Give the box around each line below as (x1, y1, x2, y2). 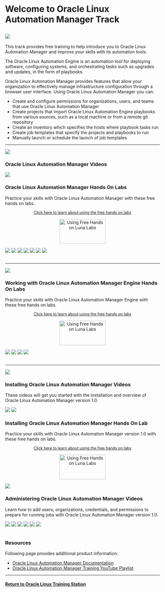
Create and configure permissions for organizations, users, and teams (12, 98, 154, 104)
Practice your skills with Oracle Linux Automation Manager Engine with (5, 296, 148, 302)
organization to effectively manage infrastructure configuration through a (5, 83, 153, 89)
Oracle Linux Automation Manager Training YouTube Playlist (12, 565, 134, 571)
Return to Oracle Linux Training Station (5, 581, 86, 587)
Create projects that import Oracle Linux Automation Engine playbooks (12, 109, 156, 114)
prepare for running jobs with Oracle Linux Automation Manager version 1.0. (5, 511, 159, 517)
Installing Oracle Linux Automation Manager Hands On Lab (5, 420, 148, 427)
